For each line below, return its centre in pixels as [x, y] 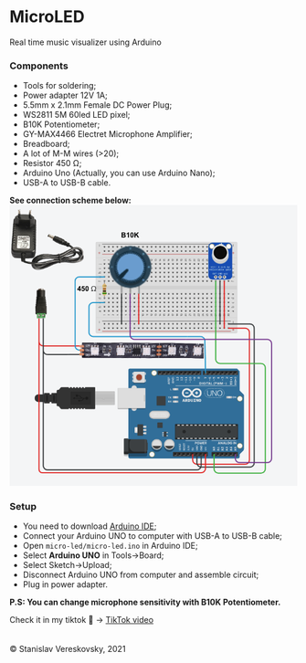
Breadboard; [46, 144]
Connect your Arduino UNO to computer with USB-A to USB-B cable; [153, 536]
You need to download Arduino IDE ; [90, 526]
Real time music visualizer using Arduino [85, 42]
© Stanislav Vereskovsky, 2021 [68, 649]
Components [39, 66]
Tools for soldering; [59, 86]
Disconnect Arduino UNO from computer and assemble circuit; [141, 575]
